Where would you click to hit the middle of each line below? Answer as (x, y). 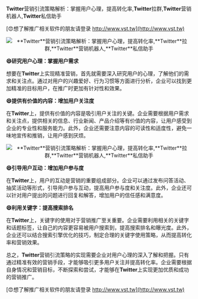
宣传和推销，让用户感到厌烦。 (52, 135)
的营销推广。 (22, 277)
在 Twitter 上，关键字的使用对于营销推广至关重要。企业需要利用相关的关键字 (98, 220)
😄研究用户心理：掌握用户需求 (42, 61)
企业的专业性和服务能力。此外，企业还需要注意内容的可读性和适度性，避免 (96, 128)
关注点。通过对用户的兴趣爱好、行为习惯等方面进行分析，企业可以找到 (101, 81)
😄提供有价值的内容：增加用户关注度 (50, 101)
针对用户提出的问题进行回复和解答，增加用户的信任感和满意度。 (88, 195)
